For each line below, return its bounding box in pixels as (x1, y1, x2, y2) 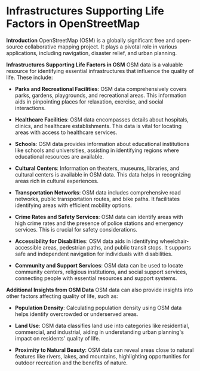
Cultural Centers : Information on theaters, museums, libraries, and (14, 165, 180, 172)
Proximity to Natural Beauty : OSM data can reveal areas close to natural (14, 346, 194, 354)
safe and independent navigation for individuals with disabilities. (14, 250, 173, 257)
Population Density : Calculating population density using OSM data (14, 304, 182, 311)
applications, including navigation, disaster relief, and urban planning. (6, 49, 177, 56)
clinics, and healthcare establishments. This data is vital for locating (14, 122, 182, 129)
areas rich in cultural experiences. (14, 177, 99, 184)
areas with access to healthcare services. (14, 129, 118, 136)
